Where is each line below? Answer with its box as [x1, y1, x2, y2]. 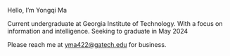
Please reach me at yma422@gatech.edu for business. [7, 41, 167, 48]
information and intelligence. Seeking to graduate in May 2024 [7, 27, 189, 35]
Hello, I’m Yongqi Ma [7, 6, 68, 14]
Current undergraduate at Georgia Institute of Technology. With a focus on [7, 20, 223, 27]
